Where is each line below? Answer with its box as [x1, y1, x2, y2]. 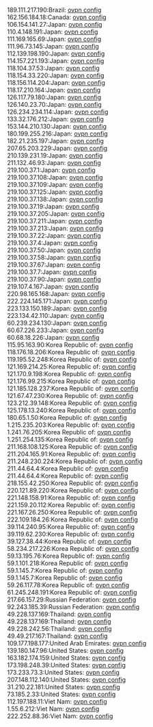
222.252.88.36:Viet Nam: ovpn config [7, 712, 113, 720]
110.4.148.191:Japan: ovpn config [7, 27, 98, 36]
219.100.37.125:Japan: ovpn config [7, 188, 103, 196]
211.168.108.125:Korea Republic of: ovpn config [7, 443, 138, 451]
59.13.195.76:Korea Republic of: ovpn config [7, 552, 130, 560]
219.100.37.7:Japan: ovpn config [7, 268, 97, 276]
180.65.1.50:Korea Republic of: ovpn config [7, 414, 128, 421]
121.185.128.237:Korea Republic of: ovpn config [7, 384, 139, 393]
